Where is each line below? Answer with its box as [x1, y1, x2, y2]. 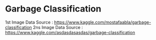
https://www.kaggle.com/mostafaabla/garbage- [54, 19, 152, 25]
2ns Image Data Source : [32, 24, 83, 30]
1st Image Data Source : [5, 19, 53, 25]
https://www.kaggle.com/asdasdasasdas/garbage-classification [5, 29, 135, 35]
